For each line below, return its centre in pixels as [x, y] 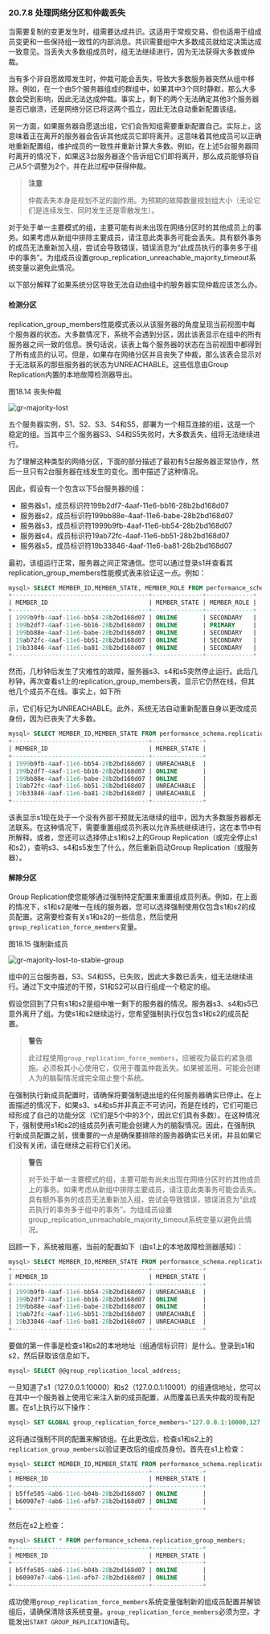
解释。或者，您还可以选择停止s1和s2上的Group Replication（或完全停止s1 [136, 837]
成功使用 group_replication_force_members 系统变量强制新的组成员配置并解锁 [135, 1601]
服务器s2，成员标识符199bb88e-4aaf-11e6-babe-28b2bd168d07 [127, 515]
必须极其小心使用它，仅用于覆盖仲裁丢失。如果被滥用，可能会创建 [151, 1068]
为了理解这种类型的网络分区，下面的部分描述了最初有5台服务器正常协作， [130, 461]
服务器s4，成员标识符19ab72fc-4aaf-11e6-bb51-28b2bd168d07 [125, 535]
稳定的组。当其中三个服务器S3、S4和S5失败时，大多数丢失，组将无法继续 [131, 434]
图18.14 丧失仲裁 [35, 391]
